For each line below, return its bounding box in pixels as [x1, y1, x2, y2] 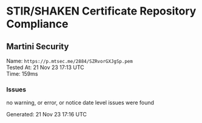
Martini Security [6, 41, 69, 52]
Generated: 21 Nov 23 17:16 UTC [6, 111, 87, 118]
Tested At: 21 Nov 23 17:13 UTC [6, 64, 85, 71]
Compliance [6, 17, 69, 31]
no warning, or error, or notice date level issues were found [6, 99, 155, 107]
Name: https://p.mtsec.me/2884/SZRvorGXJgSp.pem [6, 58, 133, 64]
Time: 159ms [6, 70, 38, 77]
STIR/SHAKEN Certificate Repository [6, 4, 197, 18]
